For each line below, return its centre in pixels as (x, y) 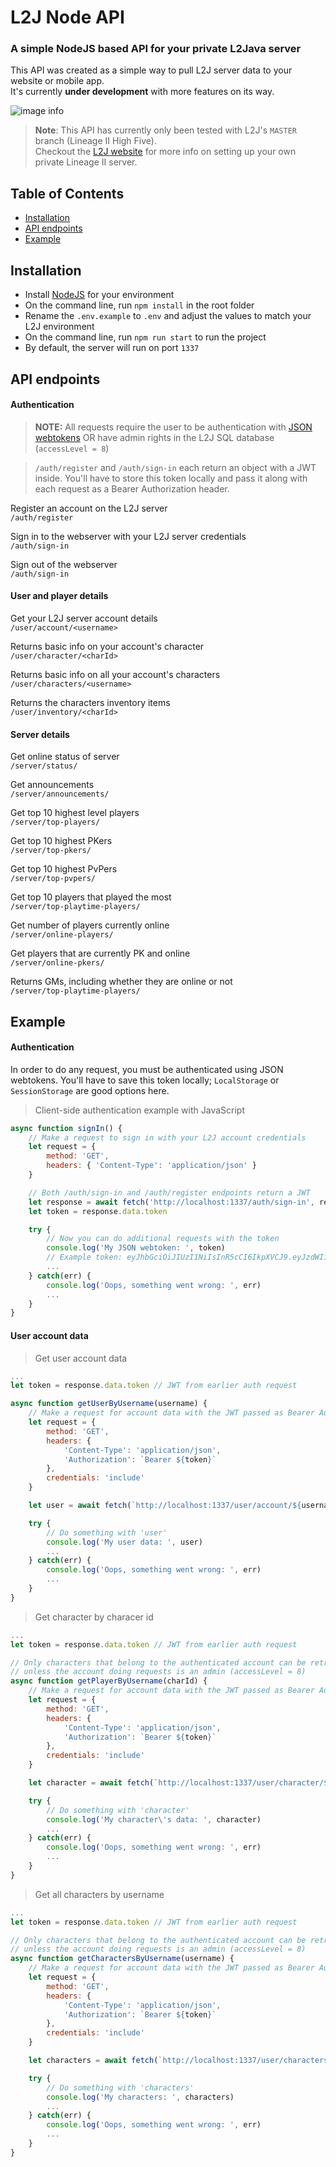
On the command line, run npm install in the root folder (139, 305)
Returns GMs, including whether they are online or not (121, 982)
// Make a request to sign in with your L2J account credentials (167, 1137)
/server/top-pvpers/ (53, 879)
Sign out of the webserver (64, 564)
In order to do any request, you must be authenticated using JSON (147, 1069)
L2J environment (59, 327)
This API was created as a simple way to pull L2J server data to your (151, 70)
